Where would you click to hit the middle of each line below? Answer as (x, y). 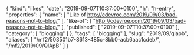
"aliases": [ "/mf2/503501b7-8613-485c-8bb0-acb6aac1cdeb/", (83, 39)
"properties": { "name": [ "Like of (46, 15)
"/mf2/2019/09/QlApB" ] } (37, 46)
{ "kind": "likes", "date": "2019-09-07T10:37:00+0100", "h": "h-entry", (91, 8)
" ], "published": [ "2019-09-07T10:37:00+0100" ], (119, 27)
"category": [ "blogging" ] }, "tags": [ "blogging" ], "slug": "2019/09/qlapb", (97, 33)
